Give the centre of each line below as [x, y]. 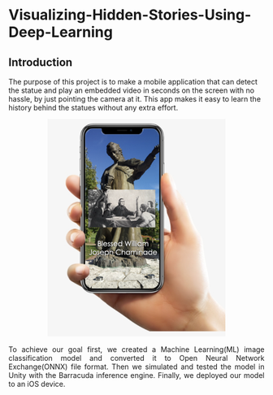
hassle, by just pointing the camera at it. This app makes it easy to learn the [135, 99]
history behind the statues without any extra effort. [93, 108]
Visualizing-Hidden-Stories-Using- [130, 15]
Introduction [41, 62]
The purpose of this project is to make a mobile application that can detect [133, 82]
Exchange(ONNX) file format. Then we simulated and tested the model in [136, 367]
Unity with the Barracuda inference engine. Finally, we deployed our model [136, 375]
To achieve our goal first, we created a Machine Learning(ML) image [136, 349]
